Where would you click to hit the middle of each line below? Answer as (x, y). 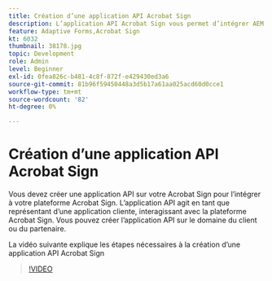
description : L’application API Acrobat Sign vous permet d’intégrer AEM (136, 24)
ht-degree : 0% (33, 107)
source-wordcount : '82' (49, 99)
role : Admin (29, 62)
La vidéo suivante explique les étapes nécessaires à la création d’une (125, 244)
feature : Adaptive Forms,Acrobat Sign (74, 31)
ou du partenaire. (37, 229)
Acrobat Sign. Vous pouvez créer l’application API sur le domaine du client (133, 220)
